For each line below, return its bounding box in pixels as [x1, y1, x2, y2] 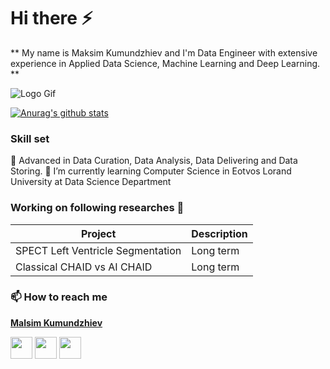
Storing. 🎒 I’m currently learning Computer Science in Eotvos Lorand [10, 165, 292, 177]
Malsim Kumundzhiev [10, 316, 103, 329]
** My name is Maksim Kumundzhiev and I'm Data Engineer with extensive [10, 46, 318, 59]
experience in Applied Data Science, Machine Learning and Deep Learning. [10, 57, 321, 69]
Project [80, 226, 117, 240]
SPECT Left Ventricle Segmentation [15, 243, 182, 257]
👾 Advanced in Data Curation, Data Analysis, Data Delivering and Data [10, 155, 298, 167]
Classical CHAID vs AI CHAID [15, 260, 153, 274]
